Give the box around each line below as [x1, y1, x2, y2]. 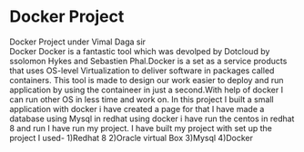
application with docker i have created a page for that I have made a [9, 103, 265, 114]
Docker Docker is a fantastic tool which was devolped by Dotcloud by [9, 45, 270, 56]
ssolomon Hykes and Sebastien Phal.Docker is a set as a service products [9, 55, 288, 66]
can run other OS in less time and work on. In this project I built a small [9, 93, 275, 105]
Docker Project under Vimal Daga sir [9, 36, 147, 47]
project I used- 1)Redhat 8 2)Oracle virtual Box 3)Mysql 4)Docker [9, 132, 253, 143]
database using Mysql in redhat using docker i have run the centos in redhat [9, 113, 295, 124]
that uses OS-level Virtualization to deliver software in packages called [9, 65, 275, 76]
